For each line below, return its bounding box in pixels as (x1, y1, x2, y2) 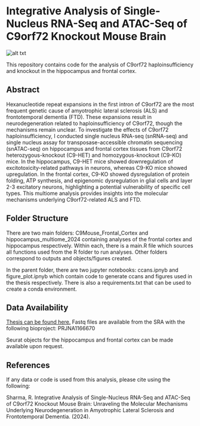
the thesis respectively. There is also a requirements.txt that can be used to (6, 279, 192, 286)
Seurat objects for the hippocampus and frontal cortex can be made (6, 336, 174, 343)
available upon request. (6, 343, 64, 350)
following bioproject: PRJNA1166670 (6, 325, 96, 332)
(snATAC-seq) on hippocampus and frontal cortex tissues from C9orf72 (6, 145, 183, 152)
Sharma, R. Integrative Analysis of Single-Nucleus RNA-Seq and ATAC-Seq (6, 394, 191, 401)
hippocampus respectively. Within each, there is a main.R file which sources (6, 242, 193, 249)
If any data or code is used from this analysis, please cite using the (6, 376, 171, 384)
